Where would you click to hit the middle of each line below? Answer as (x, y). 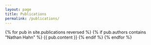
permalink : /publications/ (32, 18)
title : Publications (26, 14)
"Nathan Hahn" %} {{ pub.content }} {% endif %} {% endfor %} (68, 37)
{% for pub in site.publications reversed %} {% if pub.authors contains (76, 32)
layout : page (18, 9)
